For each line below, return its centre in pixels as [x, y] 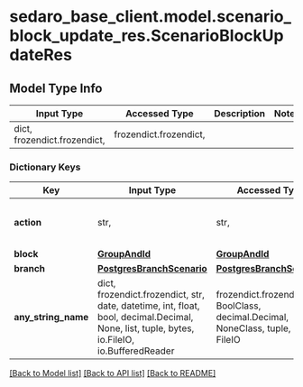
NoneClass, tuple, [253, 328]
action [28, 223]
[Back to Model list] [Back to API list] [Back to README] [113, 373]
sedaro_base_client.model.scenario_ [150, 17]
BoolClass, [239, 306]
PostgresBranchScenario [152, 269]
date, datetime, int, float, [149, 306]
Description [240, 113]
